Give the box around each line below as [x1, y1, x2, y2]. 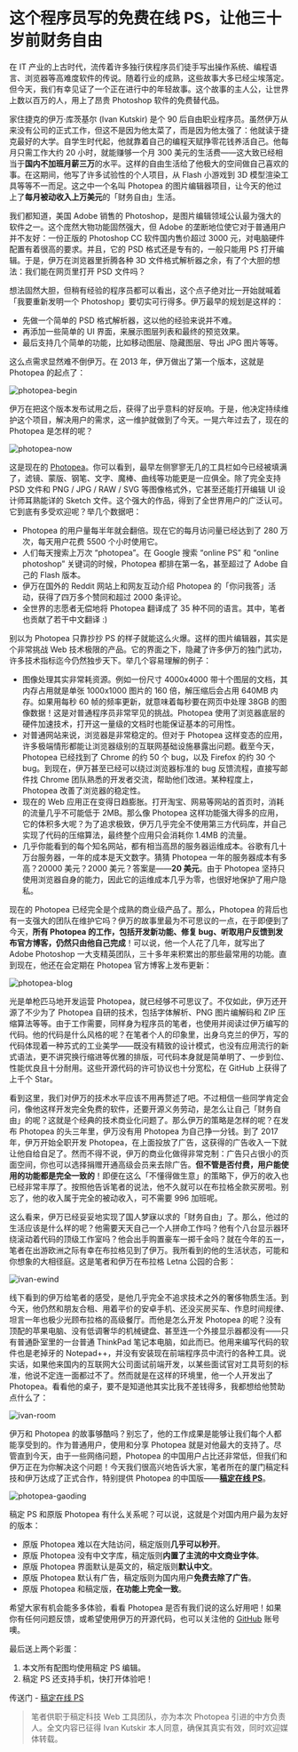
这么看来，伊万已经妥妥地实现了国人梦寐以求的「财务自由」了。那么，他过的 [9, 1211, 289, 1222]
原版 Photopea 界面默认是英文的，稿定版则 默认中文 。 [21, 1561, 217, 1571]
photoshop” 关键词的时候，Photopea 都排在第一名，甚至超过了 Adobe [21, 558, 278, 569]
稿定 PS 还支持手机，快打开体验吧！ [21, 1673, 153, 1684]
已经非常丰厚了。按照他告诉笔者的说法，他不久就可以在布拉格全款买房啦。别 [9, 1181, 289, 1192]
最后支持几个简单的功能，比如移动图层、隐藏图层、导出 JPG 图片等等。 [21, 337, 284, 348]
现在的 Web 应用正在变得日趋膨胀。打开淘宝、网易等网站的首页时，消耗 [21, 796, 285, 807]
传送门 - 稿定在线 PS [9, 1692, 84, 1703]
